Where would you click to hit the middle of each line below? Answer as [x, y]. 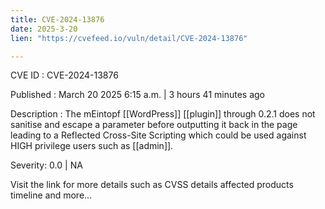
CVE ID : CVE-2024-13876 [64, 75]
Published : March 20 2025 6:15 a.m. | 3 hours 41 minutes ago [137, 95]
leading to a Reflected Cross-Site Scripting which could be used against [158, 135]
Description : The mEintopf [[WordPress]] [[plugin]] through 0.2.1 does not [163, 114]
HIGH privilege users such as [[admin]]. [92, 146]
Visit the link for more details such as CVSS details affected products [152, 185]
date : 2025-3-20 [44, 29]
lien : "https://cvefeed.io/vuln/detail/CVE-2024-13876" [129, 38]
